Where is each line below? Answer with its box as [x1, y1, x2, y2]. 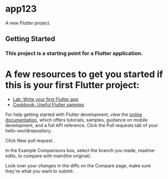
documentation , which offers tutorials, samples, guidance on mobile [5, 117, 148, 123]
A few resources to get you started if [5, 69, 163, 80]
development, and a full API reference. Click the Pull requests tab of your [5, 123, 158, 129]
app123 [5, 3, 37, 15]
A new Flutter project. [5, 20, 51, 26]
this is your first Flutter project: [5, 79, 140, 91]
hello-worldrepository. [5, 128, 52, 134]
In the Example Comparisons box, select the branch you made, [5, 147, 137, 154]
